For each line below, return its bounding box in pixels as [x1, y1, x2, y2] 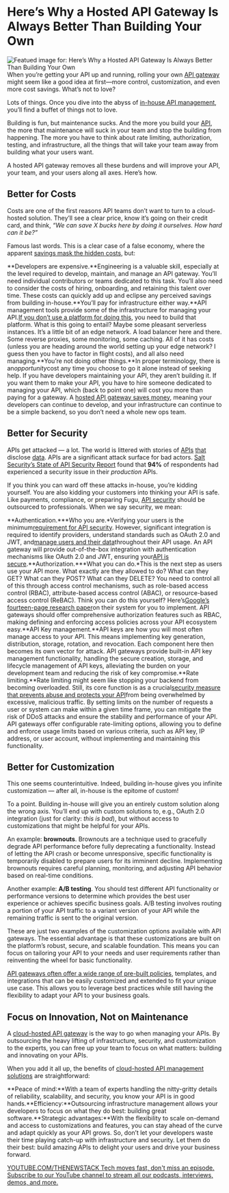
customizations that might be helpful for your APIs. [7, 822, 150, 830]
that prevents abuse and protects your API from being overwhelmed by [7, 690, 205, 699]
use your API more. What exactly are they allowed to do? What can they [7, 566, 209, 575]
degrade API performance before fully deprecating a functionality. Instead [7, 842, 215, 851]
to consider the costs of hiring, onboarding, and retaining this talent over [7, 284, 211, 292]
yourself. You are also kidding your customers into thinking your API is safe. [7, 488, 220, 497]
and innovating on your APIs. [7, 1051, 88, 1059]
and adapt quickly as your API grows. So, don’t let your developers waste [7, 1129, 213, 1137]
